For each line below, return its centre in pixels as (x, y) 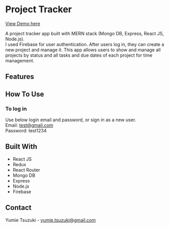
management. (20, 60)
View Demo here (23, 24)
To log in (16, 108)
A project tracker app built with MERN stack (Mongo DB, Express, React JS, (85, 33)
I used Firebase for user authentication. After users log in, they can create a (85, 44)
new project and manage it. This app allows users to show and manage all (83, 50)
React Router (26, 170)
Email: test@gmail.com (29, 125)
